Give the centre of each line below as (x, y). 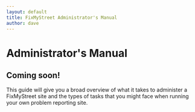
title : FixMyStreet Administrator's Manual (62, 18)
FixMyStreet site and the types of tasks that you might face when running (97, 96)
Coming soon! (33, 75)
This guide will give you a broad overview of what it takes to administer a (97, 90)
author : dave (23, 23)
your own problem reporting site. (47, 103)
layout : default (27, 12)
